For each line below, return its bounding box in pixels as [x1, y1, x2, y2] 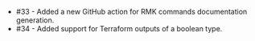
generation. [15, 15, 55, 25]
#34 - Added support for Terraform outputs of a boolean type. [15, 24, 223, 33]
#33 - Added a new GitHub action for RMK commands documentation [15, 7, 248, 16]
